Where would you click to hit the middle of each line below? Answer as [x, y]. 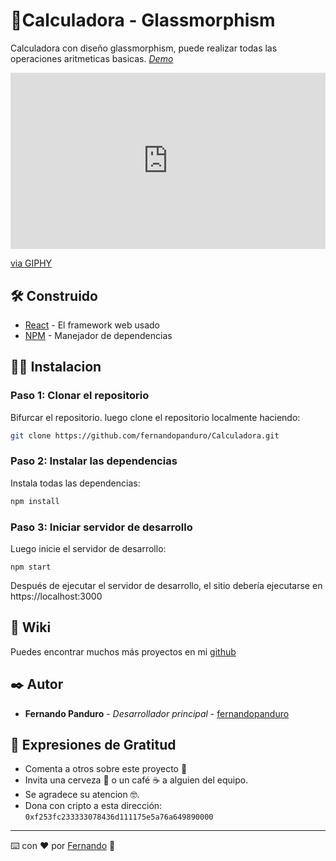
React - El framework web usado [92, 325]
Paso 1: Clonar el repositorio [80, 396]
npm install [35, 501]
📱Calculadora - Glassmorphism [143, 20]
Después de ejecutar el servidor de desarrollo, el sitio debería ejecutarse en [166, 586]
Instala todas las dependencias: [75, 483]
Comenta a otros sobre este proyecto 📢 [106, 769]
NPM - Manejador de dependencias [98, 335]
